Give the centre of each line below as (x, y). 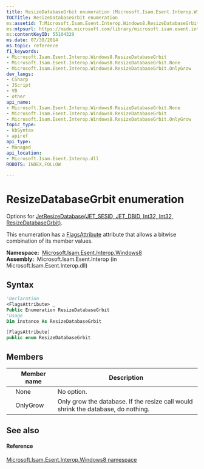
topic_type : (21, 125)
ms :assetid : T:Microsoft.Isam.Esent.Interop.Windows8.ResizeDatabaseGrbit (103, 23)
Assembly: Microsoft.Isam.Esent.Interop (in (62, 259)
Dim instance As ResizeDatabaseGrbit (54, 321)
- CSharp (17, 79)
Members (25, 356)
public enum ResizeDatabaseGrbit (49, 338)
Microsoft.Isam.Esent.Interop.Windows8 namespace (72, 459)
